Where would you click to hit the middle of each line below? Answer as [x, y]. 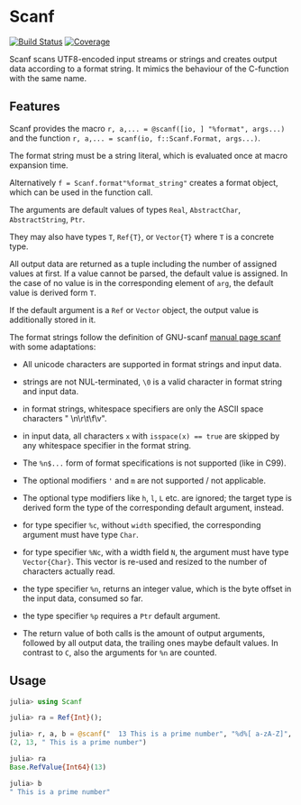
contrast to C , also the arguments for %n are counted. [119, 652]
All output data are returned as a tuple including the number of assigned [143, 264]
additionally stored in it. [53, 319]
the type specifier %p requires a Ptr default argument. [121, 615]
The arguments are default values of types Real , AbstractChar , [125, 209]
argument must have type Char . [80, 534]
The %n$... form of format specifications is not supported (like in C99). [154, 463]
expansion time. [39, 165]
